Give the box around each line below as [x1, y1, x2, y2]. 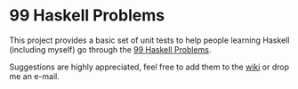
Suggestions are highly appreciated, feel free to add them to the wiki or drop [9, 61, 289, 72]
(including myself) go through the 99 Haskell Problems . [9, 44, 212, 54]
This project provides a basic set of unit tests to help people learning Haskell [9, 35, 290, 45]
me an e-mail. [9, 70, 60, 81]
